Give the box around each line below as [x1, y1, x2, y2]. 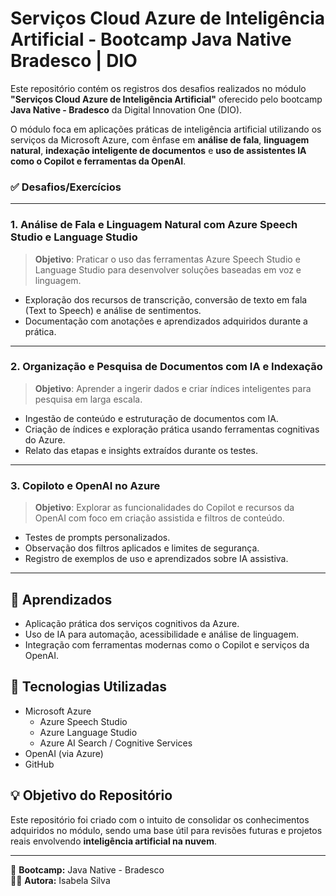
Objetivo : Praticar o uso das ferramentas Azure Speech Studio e [34, 253, 301, 265]
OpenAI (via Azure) [24, 747, 104, 759]
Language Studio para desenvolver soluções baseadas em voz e [34, 263, 302, 276]
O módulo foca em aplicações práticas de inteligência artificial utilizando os [10, 123, 322, 135]
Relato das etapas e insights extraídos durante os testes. [24, 444, 258, 456]
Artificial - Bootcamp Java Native [10, 28, 292, 51]
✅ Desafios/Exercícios [10, 180, 122, 194]
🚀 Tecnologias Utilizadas [10, 678, 167, 696]
